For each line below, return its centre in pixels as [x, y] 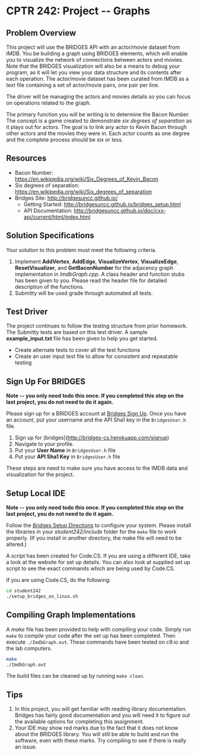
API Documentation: [48, 210]
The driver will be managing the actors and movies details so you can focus [98, 97]
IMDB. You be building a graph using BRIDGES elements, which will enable [97, 54]
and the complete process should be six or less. [65, 140]
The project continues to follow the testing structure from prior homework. [97, 326]
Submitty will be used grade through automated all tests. [84, 293]
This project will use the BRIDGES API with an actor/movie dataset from [93, 47]
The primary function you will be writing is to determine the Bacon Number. [98, 114]
